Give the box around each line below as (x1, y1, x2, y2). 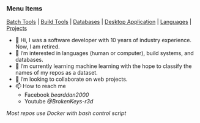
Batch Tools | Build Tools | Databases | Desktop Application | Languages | (6, 18, 191, 26)
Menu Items (6, 4, 43, 13)
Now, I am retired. (15, 43, 60, 50)
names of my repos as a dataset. (15, 69, 98, 76)
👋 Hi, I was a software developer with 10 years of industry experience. (15, 37, 191, 44)
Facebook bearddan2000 (24, 91, 89, 99)
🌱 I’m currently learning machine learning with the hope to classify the (15, 62, 192, 70)
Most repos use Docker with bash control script (6, 110, 127, 117)
